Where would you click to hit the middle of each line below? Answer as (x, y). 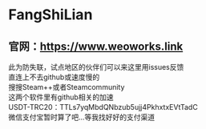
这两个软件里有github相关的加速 (61, 97)
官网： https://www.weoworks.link (96, 46)
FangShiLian (50, 15)
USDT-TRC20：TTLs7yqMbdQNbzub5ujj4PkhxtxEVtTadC (103, 107)
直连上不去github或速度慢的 (54, 77)
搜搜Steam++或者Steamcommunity (67, 87)
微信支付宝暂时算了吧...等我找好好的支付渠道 (82, 117)
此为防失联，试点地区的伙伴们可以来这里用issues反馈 (96, 67)
